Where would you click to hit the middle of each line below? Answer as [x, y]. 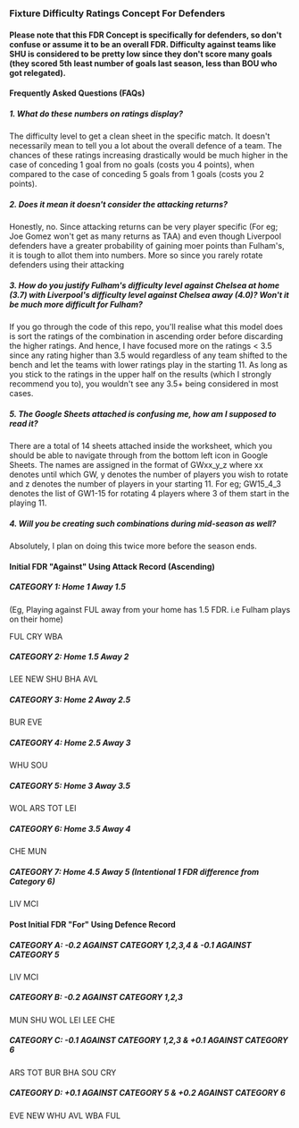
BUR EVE [26, 722]
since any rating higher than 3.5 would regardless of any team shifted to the [149, 355]
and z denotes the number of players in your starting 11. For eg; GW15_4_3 [145, 483]
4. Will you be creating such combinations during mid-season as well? [143, 523]
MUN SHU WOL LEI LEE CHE [62, 1020]
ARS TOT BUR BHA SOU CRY [63, 1073]
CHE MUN [28, 852]
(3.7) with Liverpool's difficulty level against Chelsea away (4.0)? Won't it [149, 294]
